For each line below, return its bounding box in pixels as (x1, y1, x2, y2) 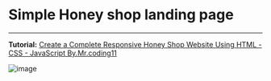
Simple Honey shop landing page (8, 6, 234, 24)
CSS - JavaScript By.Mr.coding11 (8, 48, 117, 58)
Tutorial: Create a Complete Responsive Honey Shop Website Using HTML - (8, 39, 262, 49)
